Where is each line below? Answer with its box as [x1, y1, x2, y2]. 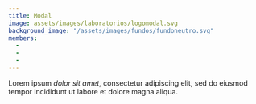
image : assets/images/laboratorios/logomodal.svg [8, 19, 179, 27]
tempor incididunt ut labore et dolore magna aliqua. [8, 86, 179, 96]
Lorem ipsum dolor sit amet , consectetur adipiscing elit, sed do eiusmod [8, 78, 248, 88]
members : [8, 34, 38, 42]
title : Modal [8, 11, 52, 20]
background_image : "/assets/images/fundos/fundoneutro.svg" [8, 26, 215, 34]
